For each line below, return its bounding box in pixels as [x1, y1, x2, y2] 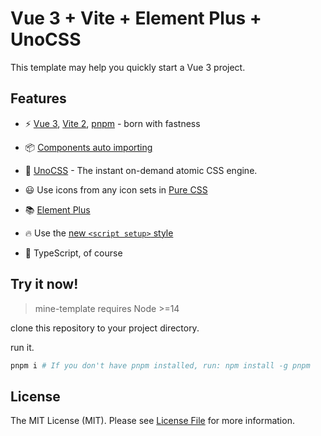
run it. [10, 341, 35, 353]
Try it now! [10, 276, 79, 293]
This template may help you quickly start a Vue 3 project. [10, 61, 246, 73]
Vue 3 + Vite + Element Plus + [10, 7, 262, 30]
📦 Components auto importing [24, 141, 153, 153]
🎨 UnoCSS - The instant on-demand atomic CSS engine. [24, 164, 258, 176]
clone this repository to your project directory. [10, 322, 200, 334]
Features [10, 90, 67, 107]
